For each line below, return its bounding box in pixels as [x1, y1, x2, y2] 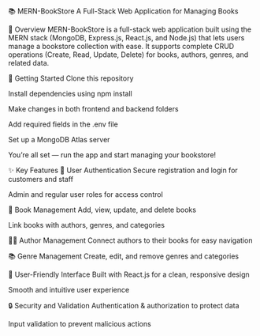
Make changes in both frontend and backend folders [8, 104, 179, 113]
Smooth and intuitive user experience [8, 285, 130, 294]
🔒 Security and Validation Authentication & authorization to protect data [8, 301, 240, 310]
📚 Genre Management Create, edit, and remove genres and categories [8, 251, 239, 261]
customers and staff [8, 175, 73, 183]
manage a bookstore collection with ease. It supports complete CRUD [8, 42, 235, 51]
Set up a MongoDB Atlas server [8, 135, 110, 144]
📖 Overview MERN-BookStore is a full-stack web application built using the [8, 25, 252, 34]
